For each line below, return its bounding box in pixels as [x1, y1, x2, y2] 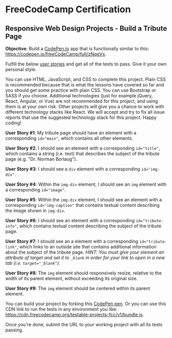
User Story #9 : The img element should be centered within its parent [5, 285, 150, 291]
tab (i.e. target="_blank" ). [5, 260, 61, 266]
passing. [5, 327, 24, 333]
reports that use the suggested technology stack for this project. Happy [5, 114, 157, 120]
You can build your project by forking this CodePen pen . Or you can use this [5, 301, 166, 307]
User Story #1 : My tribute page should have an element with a [5, 130, 137, 136]
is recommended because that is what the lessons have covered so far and [5, 82, 164, 88]
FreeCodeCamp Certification [5, 4, 131, 15]
